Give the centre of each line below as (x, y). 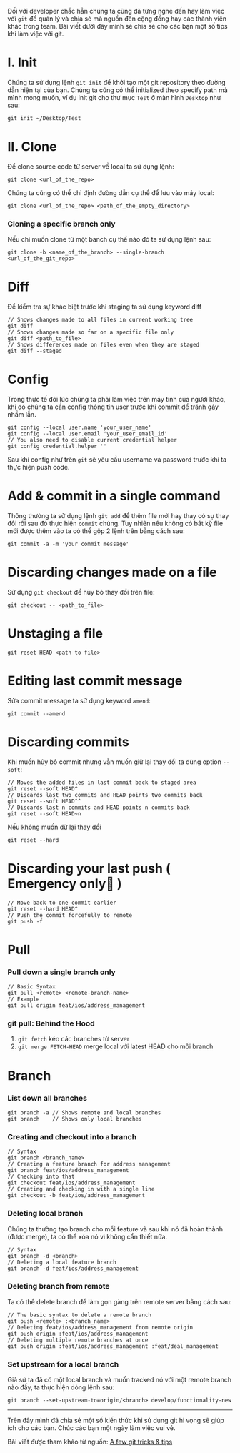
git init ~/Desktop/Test (44, 118)
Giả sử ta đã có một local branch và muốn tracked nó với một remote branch (120, 1380)
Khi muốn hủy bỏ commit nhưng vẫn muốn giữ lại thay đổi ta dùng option (114, 762)
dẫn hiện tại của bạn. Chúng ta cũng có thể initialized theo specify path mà (118, 90)
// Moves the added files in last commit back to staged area (102, 783)
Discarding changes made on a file (112, 572)
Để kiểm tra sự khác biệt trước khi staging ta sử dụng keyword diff (105, 307)
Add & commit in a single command (114, 496)
